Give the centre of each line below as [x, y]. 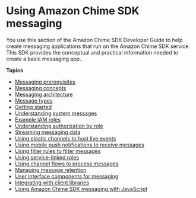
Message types [34, 100]
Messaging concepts [40, 88]
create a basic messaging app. [44, 59]
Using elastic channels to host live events [65, 138]
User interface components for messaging [67, 176]
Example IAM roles [38, 119]
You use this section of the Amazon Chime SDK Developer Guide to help [94, 40]
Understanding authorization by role [59, 126]
